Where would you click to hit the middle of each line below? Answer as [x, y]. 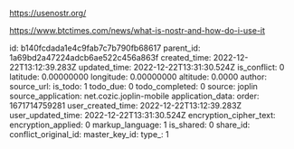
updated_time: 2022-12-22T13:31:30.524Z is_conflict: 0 [181, 67]
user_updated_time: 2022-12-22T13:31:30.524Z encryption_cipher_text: [142, 115]
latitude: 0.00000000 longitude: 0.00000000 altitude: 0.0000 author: [138, 77]
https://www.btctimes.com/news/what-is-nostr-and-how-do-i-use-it [137, 30]
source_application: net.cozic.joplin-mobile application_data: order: [134, 96]
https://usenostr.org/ [48, 13]
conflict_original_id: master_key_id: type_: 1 [89, 134]
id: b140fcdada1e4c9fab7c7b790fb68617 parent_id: [105, 48]
